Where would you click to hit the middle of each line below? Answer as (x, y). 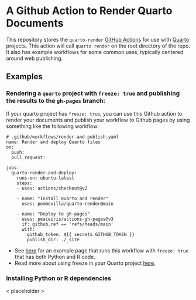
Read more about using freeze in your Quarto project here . (85, 263)
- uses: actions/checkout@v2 (52, 188)
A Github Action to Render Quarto (89, 11)
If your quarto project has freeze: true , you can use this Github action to (94, 113)
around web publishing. (35, 58)
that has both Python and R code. (55, 257)
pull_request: (28, 157)
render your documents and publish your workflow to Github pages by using (98, 120)
